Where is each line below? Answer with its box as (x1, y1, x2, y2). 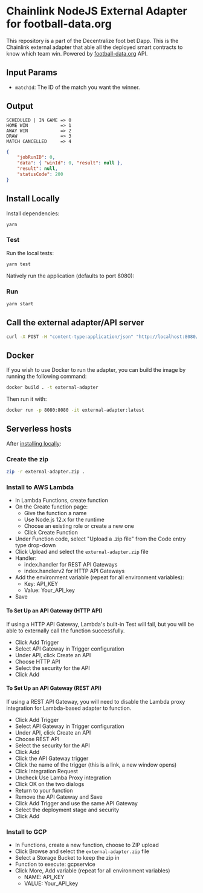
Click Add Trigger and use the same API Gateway (14, 799, 138, 807)
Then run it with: (6, 395, 47, 403)
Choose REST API (14, 735, 60, 742)
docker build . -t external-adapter (6, 385, 98, 391)
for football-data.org (6, 17, 112, 31)
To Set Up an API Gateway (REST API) (6, 684, 102, 692)
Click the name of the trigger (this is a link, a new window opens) (14, 761, 177, 768)
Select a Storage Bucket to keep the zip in (14, 854, 120, 862)
